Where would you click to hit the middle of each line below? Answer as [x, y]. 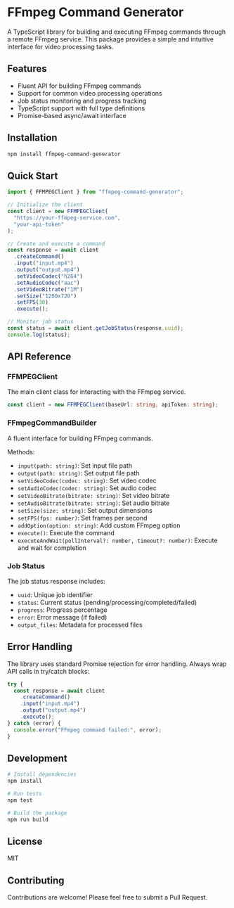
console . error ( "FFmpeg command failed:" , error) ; [87, 730]
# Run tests [25, 794]
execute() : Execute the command [66, 532]
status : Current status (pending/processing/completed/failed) [107, 602]
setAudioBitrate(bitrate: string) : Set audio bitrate [93, 503]
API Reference [39, 357]
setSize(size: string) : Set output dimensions [85, 510]
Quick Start [33, 175]
